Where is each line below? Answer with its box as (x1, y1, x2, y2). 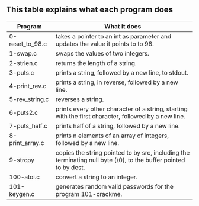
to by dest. (55, 163, 85, 171)
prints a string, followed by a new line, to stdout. (55, 68, 188, 76)
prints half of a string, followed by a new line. (55, 121, 181, 130)
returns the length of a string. (55, 59, 137, 67)
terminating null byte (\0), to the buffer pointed (55, 156, 185, 164)
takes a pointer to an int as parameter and (55, 32, 172, 40)
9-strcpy (9, 156, 34, 164)
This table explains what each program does (6, 5, 174, 15)
